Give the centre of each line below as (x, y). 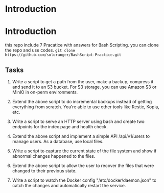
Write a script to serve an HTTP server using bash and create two (78, 121)
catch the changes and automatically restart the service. (69, 185)
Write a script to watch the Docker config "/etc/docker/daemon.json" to (84, 180)
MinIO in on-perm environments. (45, 92)
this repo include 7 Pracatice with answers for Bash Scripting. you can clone (82, 45)
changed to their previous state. (44, 170)
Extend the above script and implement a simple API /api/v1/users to (81, 136)
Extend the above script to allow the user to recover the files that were (83, 166)
